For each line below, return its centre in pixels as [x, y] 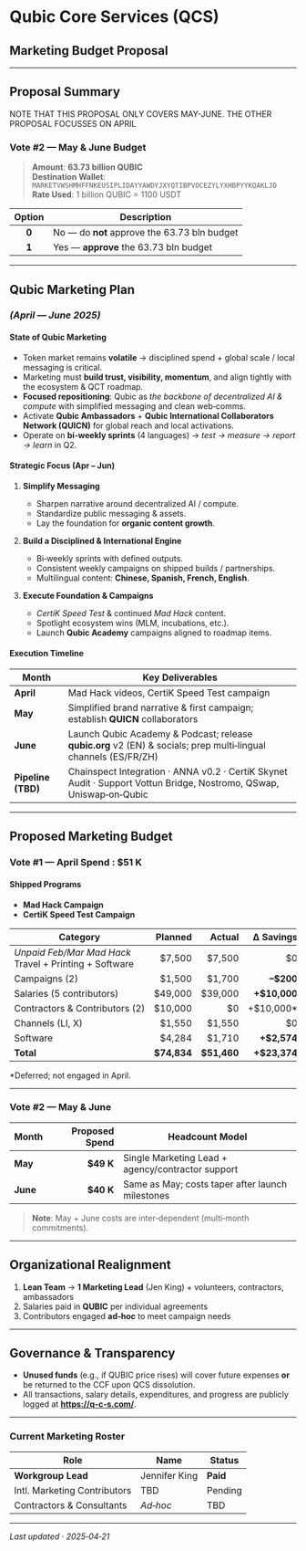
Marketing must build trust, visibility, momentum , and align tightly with [157, 377]
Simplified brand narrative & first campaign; [161, 707]
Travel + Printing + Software [74, 963]
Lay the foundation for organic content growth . [126, 523]
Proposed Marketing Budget [91, 837]
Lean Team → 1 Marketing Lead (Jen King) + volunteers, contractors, [153, 1287]
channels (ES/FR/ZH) [113, 757]
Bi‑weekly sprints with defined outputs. [110, 558]
